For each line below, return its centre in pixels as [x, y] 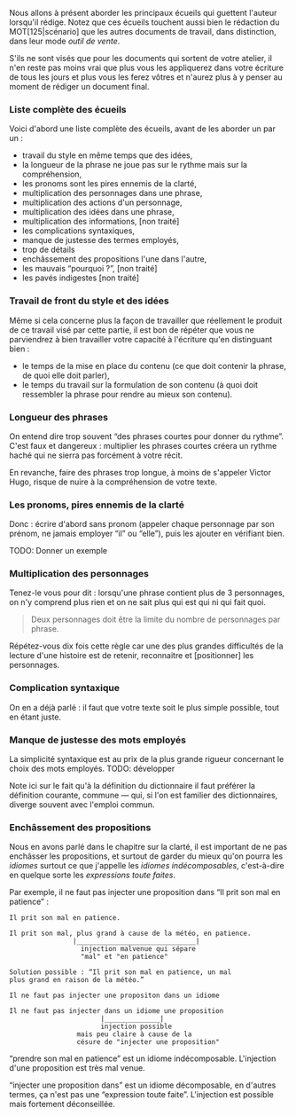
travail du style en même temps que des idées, [107, 155]
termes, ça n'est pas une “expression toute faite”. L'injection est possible [142, 1095]
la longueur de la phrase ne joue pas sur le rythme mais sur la [135, 165]
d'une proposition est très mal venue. [77, 1068]
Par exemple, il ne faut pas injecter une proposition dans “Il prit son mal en [145, 892]
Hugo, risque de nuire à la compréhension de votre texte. [113, 482]
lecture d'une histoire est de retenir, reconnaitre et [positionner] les [132, 656]
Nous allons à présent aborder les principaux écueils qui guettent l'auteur [143, 13]
